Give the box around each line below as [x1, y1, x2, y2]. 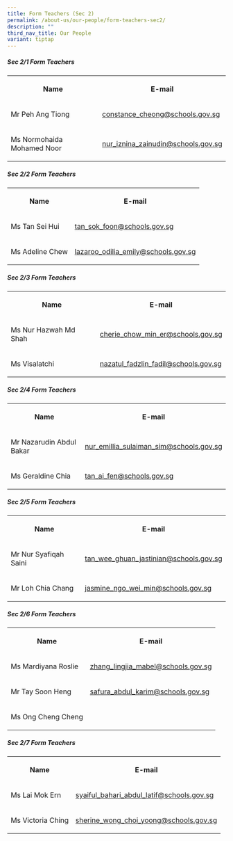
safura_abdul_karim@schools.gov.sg [89, 687, 210, 696]
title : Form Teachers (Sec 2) [7, 10, 95, 17]
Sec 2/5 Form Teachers [7, 497, 76, 506]
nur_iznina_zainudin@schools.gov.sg [101, 139, 223, 149]
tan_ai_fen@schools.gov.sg [84, 471, 174, 481]
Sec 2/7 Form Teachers [7, 738, 76, 746]
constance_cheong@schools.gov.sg [101, 109, 221, 119]
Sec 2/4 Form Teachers [7, 385, 76, 394]
